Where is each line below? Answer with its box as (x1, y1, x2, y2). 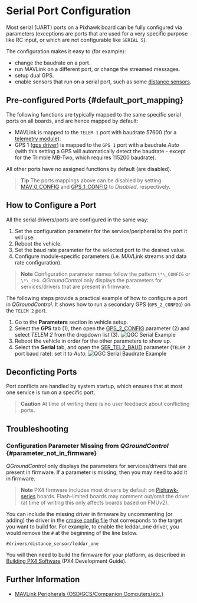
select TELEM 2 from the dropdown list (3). (14, 331, 120, 338)
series (20, 493, 36, 500)
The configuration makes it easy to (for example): (6, 47, 126, 54)
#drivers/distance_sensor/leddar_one (6, 541, 99, 547)
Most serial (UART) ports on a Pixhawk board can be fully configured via (6, 24, 182, 31)
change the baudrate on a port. (14, 59, 91, 66)
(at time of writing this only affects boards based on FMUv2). (20, 499, 169, 507)
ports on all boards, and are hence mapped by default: (6, 117, 139, 124)
